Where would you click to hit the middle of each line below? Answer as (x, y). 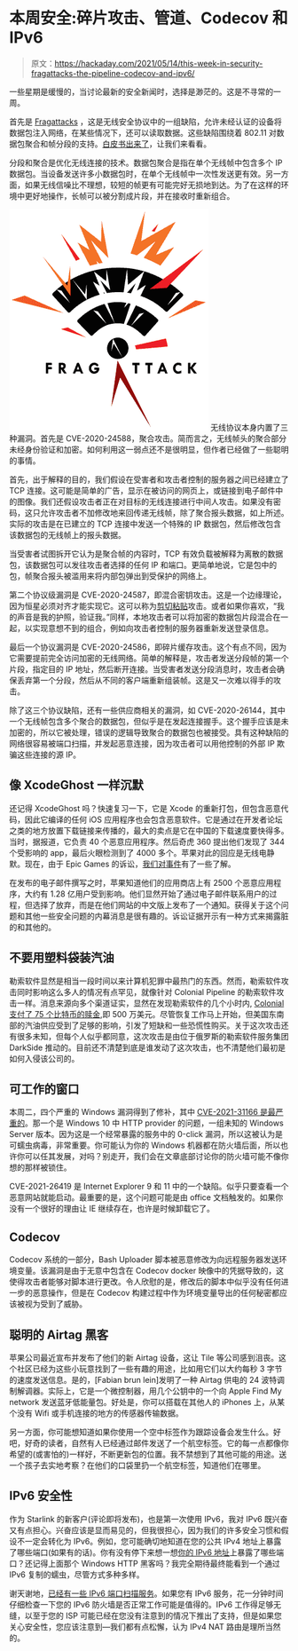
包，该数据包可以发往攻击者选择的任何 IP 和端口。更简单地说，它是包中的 (143, 565)
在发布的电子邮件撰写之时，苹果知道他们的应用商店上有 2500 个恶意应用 (141, 882)
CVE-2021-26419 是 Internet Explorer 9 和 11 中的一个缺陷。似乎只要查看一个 (149, 1187)
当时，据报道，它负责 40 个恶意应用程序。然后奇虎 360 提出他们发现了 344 (147, 841)
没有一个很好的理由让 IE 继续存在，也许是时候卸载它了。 (112, 1209)
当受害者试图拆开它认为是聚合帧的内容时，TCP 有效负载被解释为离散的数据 (146, 553)
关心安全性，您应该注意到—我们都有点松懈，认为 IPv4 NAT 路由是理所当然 (145, 1626)
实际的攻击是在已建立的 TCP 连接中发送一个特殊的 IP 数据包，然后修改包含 (145, 524)
